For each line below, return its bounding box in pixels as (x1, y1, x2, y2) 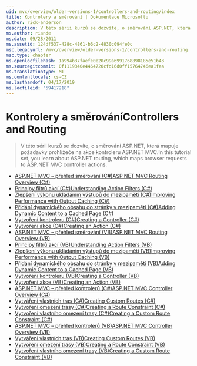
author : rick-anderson (6, 19, 62, 25)
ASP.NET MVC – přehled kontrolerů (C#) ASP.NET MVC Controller (14, 284, 173, 291)
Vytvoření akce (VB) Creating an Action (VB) (14, 278, 121, 286)
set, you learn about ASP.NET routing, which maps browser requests (20, 155, 187, 162)
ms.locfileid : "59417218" (6, 85, 69, 91)
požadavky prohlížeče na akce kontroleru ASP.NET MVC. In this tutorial (20, 148, 192, 156)
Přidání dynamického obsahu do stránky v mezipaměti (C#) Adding (14, 203, 176, 210)
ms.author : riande (6, 31, 51, 36)
